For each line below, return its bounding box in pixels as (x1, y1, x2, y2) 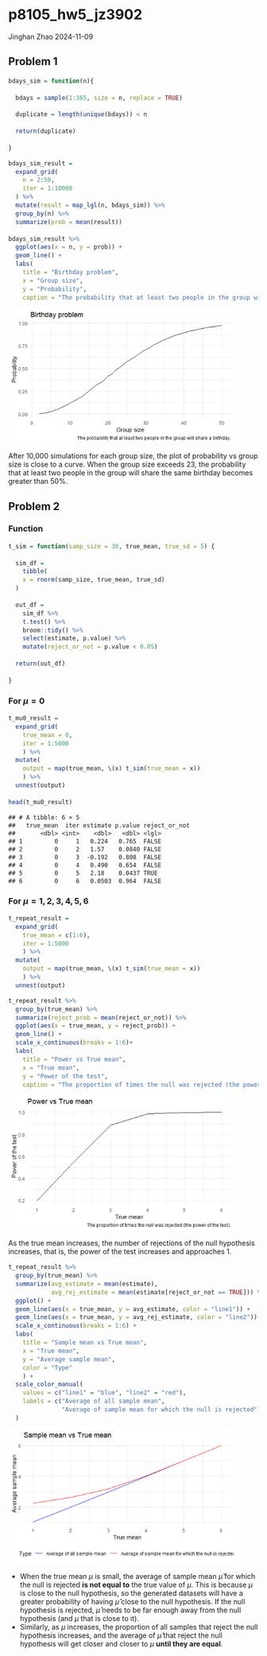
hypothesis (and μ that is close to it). (19, 1614, 139, 1623)
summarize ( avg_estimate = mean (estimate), (15, 1279, 158, 1288)
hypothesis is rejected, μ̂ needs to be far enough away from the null (19, 1605, 242, 1615)
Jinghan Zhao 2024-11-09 (8, 32, 94, 41)
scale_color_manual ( (15, 1380, 83, 1388)
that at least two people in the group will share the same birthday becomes (8, 468, 253, 478)
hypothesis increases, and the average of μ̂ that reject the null (19, 1631, 222, 1640)
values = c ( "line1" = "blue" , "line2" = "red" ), (22, 1389, 187, 1397)
